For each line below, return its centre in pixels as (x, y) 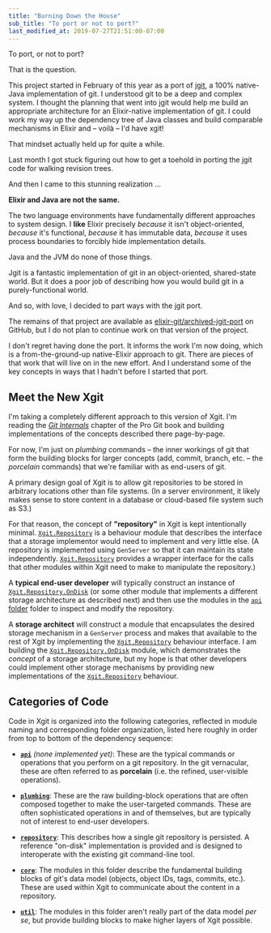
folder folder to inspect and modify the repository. (91, 609)
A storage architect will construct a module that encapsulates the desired (131, 624)
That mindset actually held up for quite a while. (87, 144)
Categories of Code (59, 702)
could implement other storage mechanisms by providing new (111, 668)
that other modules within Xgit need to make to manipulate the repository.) (132, 567)
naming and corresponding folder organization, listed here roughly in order (133, 730)
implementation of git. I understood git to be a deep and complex (134, 94)
